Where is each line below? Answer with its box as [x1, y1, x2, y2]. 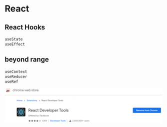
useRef [4, 79, 18, 84]
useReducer [4, 74, 27, 79]
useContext [4, 69, 27, 74]
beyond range [4, 55, 49, 64]
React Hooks [4, 23, 45, 31]
